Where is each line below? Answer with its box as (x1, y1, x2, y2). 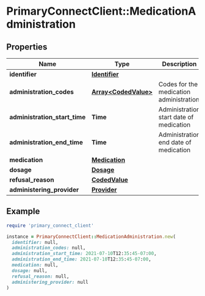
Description (162, 60, 197, 68)
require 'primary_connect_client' (6, 222, 95, 229)
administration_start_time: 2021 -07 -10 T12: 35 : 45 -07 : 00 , (12, 251, 157, 257)
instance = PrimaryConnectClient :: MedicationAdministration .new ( (6, 234, 176, 240)
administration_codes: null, (12, 245, 86, 251)
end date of (158, 138, 192, 146)
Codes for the (158, 80, 198, 88)
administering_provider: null (12, 279, 88, 285)
